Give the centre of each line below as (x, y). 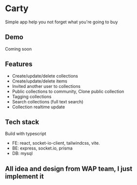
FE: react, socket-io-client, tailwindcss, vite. (56, 143)
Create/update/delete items (40, 81)
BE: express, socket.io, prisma (42, 148)
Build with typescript (26, 134)
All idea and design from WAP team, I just (69, 169)
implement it (25, 176)
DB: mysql (22, 153)
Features (19, 64)
